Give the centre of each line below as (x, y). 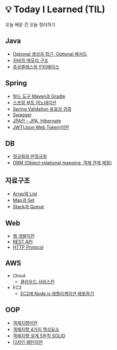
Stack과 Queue (28, 207)
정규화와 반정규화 (30, 157)
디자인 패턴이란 (28, 342)
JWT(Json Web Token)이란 (41, 127)
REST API (23, 242)
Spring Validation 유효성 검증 (42, 109)
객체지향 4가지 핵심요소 (36, 329)
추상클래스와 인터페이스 (36, 67)
